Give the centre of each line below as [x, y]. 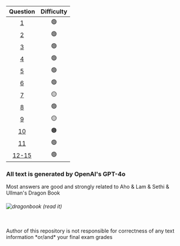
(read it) [53, 206]
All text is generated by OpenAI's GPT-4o [66, 174]
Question [22, 11]
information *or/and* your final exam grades [59, 237]
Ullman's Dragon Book [33, 193]
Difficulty [54, 11]
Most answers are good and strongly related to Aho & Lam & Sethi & [88, 187]
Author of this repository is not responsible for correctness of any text [90, 231]
